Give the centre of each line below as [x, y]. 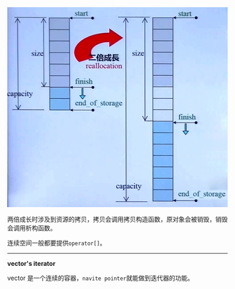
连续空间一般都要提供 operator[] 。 [57, 243]
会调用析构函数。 [32, 228]
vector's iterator [31, 264]
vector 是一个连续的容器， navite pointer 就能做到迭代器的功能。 [101, 278]
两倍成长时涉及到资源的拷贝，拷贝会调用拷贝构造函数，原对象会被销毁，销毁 [117, 220]
